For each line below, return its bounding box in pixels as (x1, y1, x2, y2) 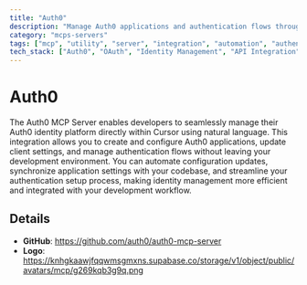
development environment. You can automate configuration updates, (9, 156, 269, 167)
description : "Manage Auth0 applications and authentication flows (9, 22, 272, 31)
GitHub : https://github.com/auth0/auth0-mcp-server (22, 235, 222, 247)
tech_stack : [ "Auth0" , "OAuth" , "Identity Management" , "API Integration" (9, 47, 301, 57)
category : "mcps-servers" (9, 30, 108, 39)
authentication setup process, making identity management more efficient (9, 175, 288, 186)
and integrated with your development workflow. (9, 185, 192, 196)
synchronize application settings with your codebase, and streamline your (9, 165, 288, 176)
